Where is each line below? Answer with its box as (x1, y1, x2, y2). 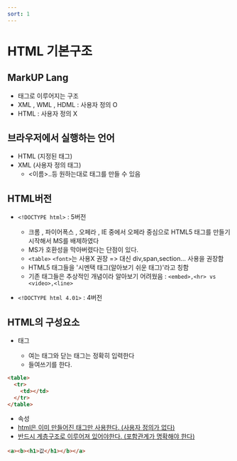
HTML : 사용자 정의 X (17, 109, 78, 118)
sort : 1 (7, 10, 31, 18)
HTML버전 (7, 192, 52, 204)
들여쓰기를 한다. (28, 360, 72, 369)
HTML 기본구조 (7, 43, 93, 59)
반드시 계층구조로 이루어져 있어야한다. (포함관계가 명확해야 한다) (17, 432, 195, 440)
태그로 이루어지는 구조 (17, 91, 79, 100)
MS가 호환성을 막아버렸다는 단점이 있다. (28, 245, 139, 254)
